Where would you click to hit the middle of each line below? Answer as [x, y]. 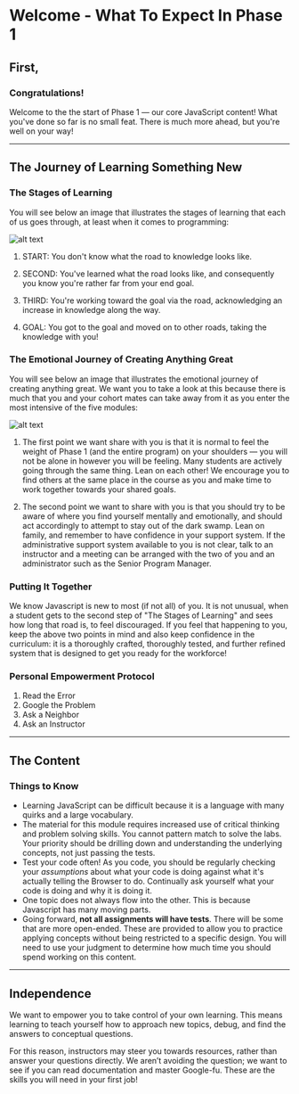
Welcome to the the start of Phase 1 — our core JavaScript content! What [143, 111]
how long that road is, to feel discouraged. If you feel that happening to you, [148, 625]
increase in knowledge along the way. [91, 309]
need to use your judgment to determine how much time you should [146, 948]
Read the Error [48, 695]
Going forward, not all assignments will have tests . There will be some [153, 919]
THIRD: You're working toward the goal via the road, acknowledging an [152, 300]
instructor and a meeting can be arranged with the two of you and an [149, 554]
